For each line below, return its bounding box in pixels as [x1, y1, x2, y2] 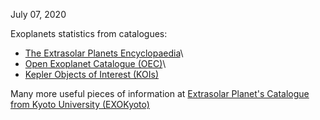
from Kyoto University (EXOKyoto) [10, 99, 150, 110]
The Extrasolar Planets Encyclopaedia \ [24, 47, 184, 59]
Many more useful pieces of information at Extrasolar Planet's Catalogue [10, 88, 310, 99]
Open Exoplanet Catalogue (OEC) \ [24, 58, 167, 69]
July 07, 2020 [10, 9, 67, 20]
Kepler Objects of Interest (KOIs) [24, 69, 160, 80]
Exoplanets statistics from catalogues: [10, 28, 168, 39]
